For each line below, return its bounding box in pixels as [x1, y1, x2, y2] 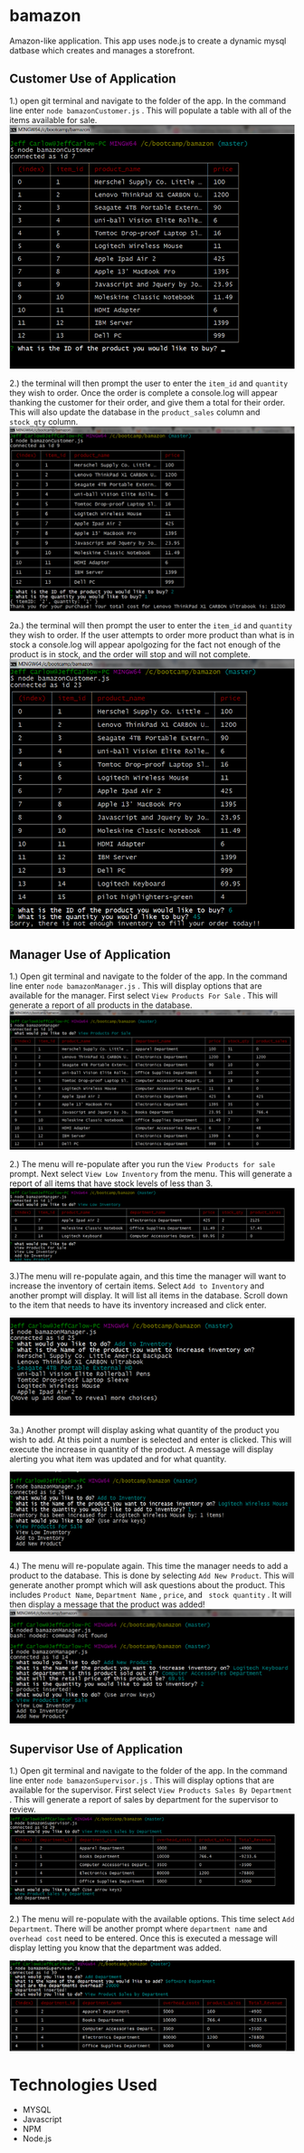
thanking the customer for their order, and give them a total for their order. [9, 397, 286, 407]
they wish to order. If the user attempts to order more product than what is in [9, 630, 295, 641]
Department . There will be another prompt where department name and [9, 1923, 268, 1934]
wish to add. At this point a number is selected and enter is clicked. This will [9, 1434, 292, 1445]
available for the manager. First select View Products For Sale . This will [9, 990, 279, 1000]
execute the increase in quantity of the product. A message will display [9, 1443, 274, 1454]
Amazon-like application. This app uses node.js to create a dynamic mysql [9, 35, 287, 46]
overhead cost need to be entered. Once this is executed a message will [9, 1933, 278, 1944]
